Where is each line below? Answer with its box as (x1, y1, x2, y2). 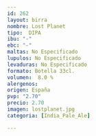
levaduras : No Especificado (7, 61, 88, 68)
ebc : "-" (7, 42, 32, 49)
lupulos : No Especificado (7, 55, 81, 62)
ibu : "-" (7, 36, 32, 43)
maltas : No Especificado (7, 49, 78, 56)
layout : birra (7, 16, 48, 23)
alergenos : (7, 80, 38, 87)
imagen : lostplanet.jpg (7, 106, 75, 113)
